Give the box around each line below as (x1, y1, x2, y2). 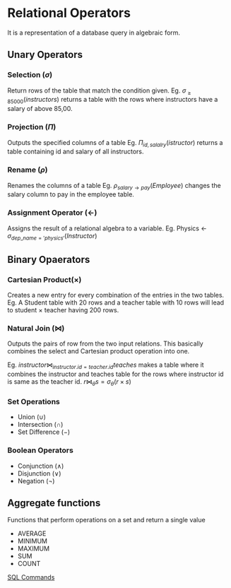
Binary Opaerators (7, 253, 90, 266)
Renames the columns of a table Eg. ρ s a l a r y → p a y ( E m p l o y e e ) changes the (7, 181, 221, 192)
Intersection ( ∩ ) (17, 421, 64, 429)
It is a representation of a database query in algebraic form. (7, 28, 181, 37)
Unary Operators (7, 49, 83, 61)
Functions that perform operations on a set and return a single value (7, 516, 206, 524)
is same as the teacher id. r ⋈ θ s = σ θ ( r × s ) (7, 377, 132, 388)
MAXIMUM (17, 544, 50, 553)
